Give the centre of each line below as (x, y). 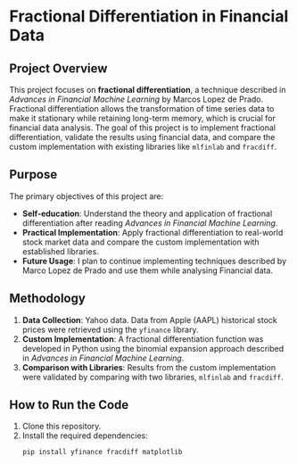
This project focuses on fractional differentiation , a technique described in (148, 90)
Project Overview (58, 68)
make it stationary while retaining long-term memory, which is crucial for (143, 118)
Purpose (33, 174)
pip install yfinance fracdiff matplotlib (102, 453)
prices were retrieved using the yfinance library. (110, 329)
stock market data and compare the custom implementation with (141, 242)
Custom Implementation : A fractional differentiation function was (143, 339)
